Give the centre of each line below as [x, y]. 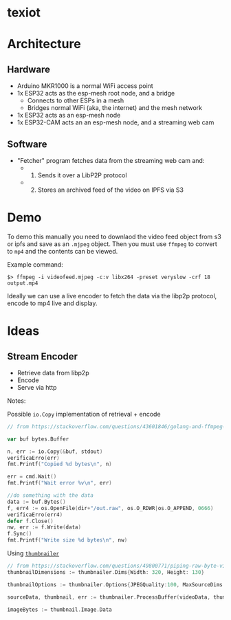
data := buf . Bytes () [37, 502]
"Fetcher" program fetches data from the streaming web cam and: [111, 160]
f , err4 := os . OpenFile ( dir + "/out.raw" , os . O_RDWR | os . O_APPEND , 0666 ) [110, 508]
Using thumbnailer [33, 553]
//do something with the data [51, 496]
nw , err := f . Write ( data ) [44, 527]
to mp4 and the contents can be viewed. [63, 251]
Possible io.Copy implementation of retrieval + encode [84, 414]
